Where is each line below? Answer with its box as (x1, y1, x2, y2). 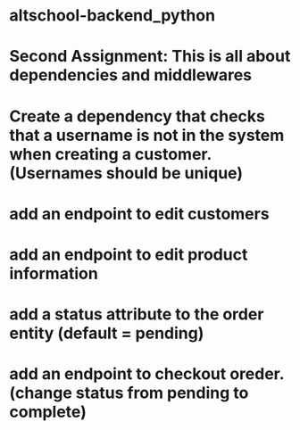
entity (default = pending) (9, 323, 204, 343)
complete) (9, 402, 87, 422)
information (9, 263, 98, 284)
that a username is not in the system (9, 125, 285, 145)
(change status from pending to (9, 383, 249, 403)
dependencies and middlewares (9, 65, 253, 86)
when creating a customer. (9, 144, 212, 164)
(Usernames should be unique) (9, 162, 244, 183)
